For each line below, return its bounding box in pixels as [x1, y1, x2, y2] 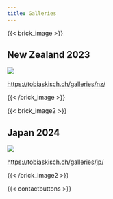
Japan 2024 [7, 127, 60, 138]
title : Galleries [7, 10, 57, 17]
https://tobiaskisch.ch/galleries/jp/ [7, 158, 104, 166]
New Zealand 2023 [7, 49, 90, 61]
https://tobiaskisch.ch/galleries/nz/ [7, 80, 106, 88]
